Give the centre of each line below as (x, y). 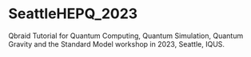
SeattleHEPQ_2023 (73, 14)
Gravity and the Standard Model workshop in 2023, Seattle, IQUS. (117, 44)
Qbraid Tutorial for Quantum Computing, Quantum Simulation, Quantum (126, 36)
